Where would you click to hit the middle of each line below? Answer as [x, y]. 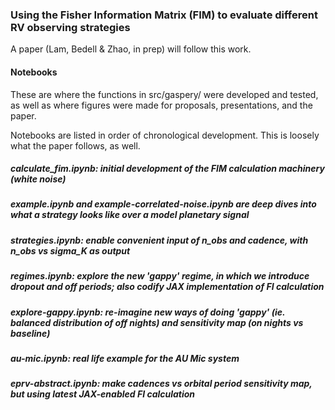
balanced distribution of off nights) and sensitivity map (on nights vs [157, 322]
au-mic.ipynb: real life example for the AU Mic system [125, 358]
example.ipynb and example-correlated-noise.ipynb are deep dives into [163, 204]
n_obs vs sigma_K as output [70, 250]
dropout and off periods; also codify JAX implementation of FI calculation [167, 287]
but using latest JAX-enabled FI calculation [103, 394]
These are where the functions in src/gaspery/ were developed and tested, [164, 94]
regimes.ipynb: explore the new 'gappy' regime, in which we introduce [160, 276]
